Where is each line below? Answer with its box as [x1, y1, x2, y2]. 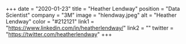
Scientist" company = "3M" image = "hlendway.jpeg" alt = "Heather [6, 11, 177, 19]
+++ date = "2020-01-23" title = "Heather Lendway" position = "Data [6, 5, 180, 12]
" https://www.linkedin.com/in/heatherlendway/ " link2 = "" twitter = [6, 24, 174, 31]
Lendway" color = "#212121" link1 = [6, 18, 95, 25]
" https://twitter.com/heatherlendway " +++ [6, 31, 113, 38]
